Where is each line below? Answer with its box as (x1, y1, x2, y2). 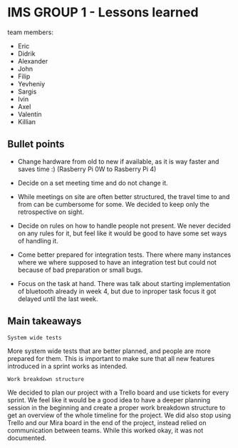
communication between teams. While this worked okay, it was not (7, 426, 204, 434)
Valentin (17, 110, 42, 118)
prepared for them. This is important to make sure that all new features (7, 354, 215, 362)
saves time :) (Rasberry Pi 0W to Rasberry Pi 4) (17, 165, 157, 173)
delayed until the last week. (17, 294, 98, 303)
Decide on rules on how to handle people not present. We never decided (17, 221, 232, 230)
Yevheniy (17, 79, 46, 88)
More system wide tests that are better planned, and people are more (7, 347, 212, 355)
